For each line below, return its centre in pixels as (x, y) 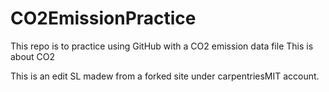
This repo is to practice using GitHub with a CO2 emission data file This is (162, 46)
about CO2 (33, 56)
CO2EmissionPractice (103, 18)
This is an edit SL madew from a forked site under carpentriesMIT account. (165, 76)
